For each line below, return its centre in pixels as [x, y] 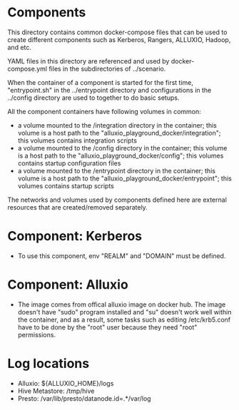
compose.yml [27, 68]
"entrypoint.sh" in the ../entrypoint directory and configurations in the [110, 90]
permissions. [36, 334]
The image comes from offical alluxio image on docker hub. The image [122, 304]
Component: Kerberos [75, 236]
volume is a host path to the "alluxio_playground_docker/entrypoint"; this [124, 178]
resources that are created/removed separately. [77, 207]
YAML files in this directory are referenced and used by [88, 61]
